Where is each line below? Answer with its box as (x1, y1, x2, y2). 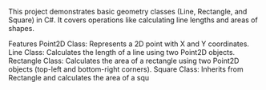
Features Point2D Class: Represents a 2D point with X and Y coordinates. (8, 39, 250, 49)
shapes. (8, 24, 34, 33)
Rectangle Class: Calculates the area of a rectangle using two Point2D (8, 56, 240, 65)
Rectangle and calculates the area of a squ (8, 73, 150, 82)
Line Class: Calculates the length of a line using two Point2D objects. (8, 48, 236, 57)
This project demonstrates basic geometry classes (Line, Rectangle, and (8, 7, 248, 16)
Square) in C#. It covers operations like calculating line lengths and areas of (8, 15, 258, 25)
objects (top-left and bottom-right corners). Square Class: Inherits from (8, 65, 244, 74)
